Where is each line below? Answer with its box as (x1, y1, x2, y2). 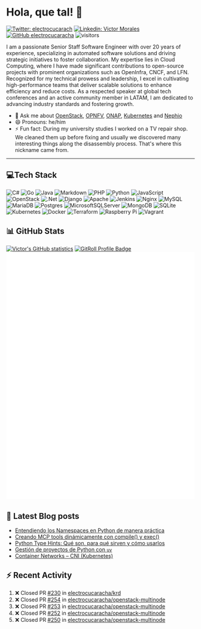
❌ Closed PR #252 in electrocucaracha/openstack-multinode (14, 609, 166, 616)
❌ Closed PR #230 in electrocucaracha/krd (14, 589, 121, 596)
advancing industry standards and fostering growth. (6, 100, 135, 107)
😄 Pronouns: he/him (14, 118, 66, 125)
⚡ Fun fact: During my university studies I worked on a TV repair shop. (14, 125, 188, 132)
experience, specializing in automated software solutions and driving (6, 49, 176, 56)
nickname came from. (14, 146, 69, 153)
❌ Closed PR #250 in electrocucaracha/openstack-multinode (14, 616, 166, 623)
